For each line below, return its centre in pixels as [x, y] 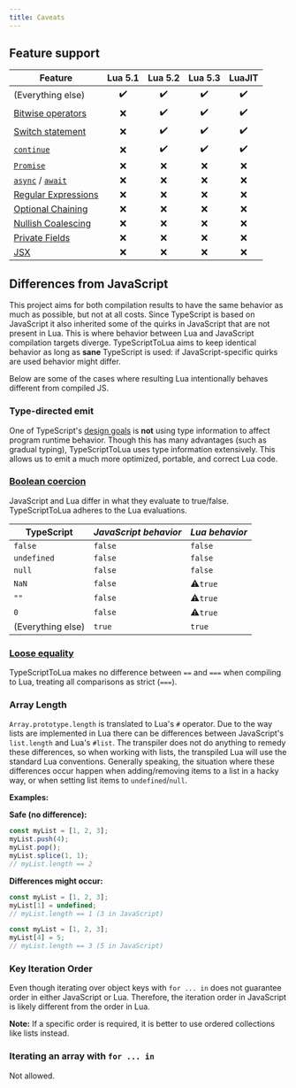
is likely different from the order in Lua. [80, 1007]
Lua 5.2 [163, 78]
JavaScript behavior [137, 532]
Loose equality [42, 653]
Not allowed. [32, 1076]
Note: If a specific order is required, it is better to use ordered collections [142, 1024]
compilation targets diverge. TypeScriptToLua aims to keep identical [133, 343]
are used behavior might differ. [65, 362]
